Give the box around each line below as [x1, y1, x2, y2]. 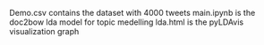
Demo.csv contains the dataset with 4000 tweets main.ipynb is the [9, 8, 256, 18]
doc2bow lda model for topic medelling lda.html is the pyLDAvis [9, 17, 244, 27]
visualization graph [9, 26, 80, 36]
